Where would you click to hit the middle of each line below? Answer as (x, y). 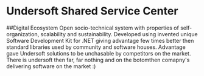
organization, (23, 34)
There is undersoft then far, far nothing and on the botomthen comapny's (98, 60)
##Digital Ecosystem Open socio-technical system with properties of (93, 28)
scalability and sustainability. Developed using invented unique (119, 34)
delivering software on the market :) (51, 66)
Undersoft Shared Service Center (92, 11)
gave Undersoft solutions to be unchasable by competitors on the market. (99, 53)
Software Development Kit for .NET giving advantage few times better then (100, 40)
